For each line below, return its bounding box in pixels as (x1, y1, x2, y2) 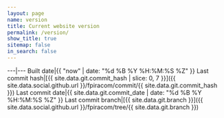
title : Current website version (7, 23, 100, 29)
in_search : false (7, 48, 57, 55)
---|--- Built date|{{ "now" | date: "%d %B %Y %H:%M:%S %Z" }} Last (7, 66, 209, 75)
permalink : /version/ (7, 29, 69, 36)
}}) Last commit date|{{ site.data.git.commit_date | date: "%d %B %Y (7, 88, 202, 96)
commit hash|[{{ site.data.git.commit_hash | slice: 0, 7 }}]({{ (7, 74, 177, 82)
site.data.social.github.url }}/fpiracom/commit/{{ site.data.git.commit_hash (7, 81, 218, 89)
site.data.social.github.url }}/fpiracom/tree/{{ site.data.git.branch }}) (7, 103, 199, 111)
